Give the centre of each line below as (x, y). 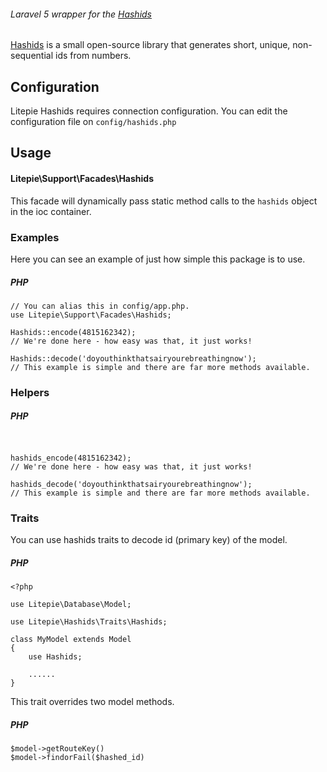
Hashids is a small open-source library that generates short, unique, (150, 45)
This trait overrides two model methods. (92, 702)
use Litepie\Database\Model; (71, 605)
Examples (35, 237)
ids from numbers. (93, 56)
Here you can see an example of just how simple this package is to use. (158, 259)
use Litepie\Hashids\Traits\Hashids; (89, 622)
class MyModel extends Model (71, 640)
